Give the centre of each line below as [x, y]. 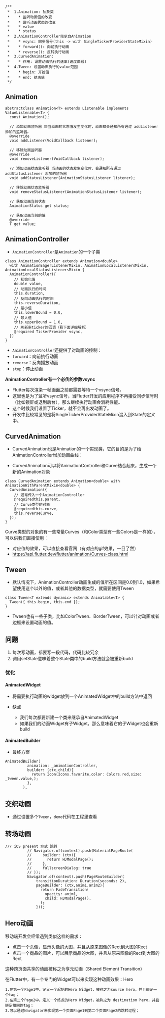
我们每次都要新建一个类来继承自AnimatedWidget [69, 718]
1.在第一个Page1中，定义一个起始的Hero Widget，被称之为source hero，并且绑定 [79, 989]
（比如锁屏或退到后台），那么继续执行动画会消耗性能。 [67, 402]
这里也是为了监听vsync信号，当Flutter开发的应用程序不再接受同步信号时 [85, 396]
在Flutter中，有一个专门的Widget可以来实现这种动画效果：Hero [69, 979]
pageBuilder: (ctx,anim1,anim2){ [70, 885]
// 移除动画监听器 [26, 150]
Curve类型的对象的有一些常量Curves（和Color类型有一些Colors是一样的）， [81, 532]
